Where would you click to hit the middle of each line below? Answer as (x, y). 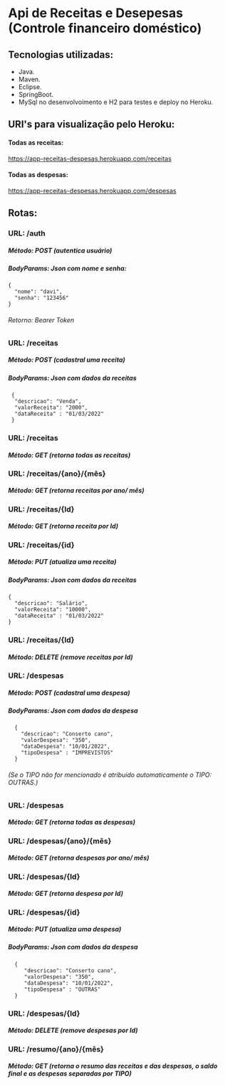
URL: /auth (27, 233)
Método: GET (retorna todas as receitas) (69, 455)
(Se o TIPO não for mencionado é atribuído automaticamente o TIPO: (110, 775)
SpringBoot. (36, 95)
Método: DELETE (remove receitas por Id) (71, 657)
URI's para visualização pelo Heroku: (91, 124)
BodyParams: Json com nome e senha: (67, 268)
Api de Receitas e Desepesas (96, 13)
